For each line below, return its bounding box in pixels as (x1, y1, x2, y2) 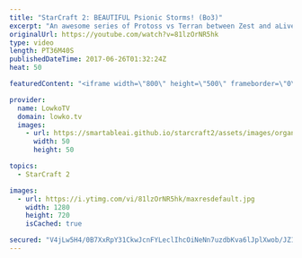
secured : (9, 236, 42, 245)
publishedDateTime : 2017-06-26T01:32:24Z (9, 55, 167, 64)
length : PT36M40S (9, 47, 75, 56)
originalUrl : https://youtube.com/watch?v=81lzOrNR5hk (9, 30, 219, 39)
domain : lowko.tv (17, 112, 83, 121)
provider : (9, 95, 47, 104)
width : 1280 (25, 202, 70, 211)
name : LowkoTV (17, 104, 70, 113)
